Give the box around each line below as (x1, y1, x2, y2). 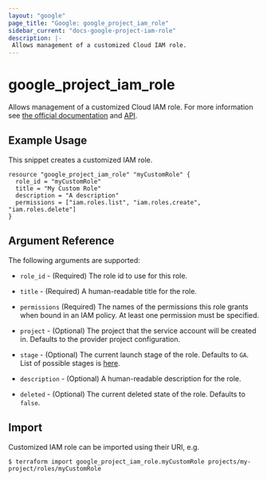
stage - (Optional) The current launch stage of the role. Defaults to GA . (19, 349, 249, 360)
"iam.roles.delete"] (8, 205, 77, 213)
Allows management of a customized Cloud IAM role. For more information (8, 102, 253, 112)
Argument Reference (8, 234, 115, 248)
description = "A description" (15, 191, 120, 200)
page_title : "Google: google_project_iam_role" (8, 19, 170, 27)
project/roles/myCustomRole (8, 464, 102, 472)
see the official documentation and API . (8, 111, 138, 121)
